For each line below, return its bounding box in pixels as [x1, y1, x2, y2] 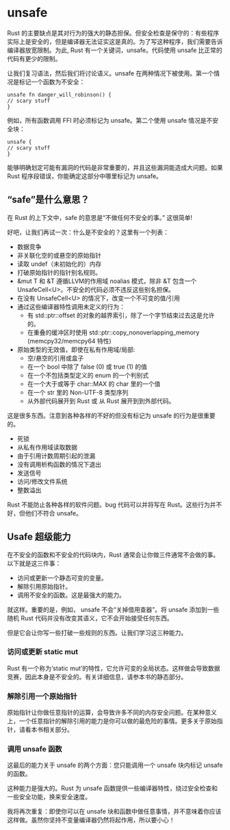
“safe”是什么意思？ [7, 194, 90, 206]
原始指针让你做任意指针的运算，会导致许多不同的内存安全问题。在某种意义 [7, 709, 217, 717]
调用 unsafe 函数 [7, 744, 63, 754]
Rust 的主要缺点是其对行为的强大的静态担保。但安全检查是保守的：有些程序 [7, 29, 220, 37]
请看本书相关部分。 [18, 726, 73, 734]
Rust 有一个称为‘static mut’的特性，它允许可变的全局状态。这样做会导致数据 [7, 664, 220, 672]
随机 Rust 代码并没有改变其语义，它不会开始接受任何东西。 [7, 613, 170, 622]
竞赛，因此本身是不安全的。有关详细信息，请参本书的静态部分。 [7, 672, 187, 681]
